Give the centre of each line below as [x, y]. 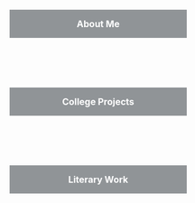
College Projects [98, 101]
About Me [98, 24]
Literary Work [98, 180]
